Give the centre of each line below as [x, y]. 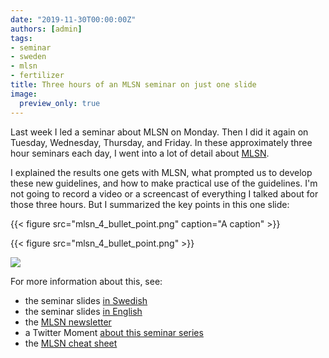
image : [24, 94]
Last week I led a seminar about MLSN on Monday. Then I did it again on [159, 132]
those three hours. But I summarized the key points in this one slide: [150, 204]
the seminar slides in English [83, 311]
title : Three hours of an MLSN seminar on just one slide [133, 85]
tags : [21, 38]
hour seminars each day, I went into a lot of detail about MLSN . [140, 153]
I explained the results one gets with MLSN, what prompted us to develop [161, 172]
